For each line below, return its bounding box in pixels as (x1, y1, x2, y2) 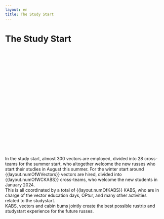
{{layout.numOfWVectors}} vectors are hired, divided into (5, 172, 122, 177)
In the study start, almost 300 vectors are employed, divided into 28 (5, 156, 143, 162)
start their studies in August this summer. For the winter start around (5, 166, 144, 172)
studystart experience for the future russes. (5, 208, 94, 214)
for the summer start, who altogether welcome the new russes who (19, 161, 156, 167)
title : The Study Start (5, 12, 54, 17)
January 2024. (5, 182, 35, 188)
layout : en (5, 7, 28, 12)
